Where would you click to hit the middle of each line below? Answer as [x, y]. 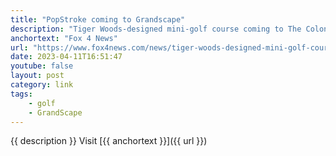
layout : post [37, 76]
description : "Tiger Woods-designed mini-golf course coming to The [156, 29]
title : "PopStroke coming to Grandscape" [98, 19]
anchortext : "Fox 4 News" [64, 38]
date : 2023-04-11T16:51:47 [66, 57]
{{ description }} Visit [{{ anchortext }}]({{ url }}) [109, 141]
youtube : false [42, 66]
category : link [42, 85]
